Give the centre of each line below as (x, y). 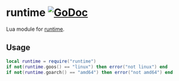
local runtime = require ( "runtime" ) (51, 61)
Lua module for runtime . (35, 29)
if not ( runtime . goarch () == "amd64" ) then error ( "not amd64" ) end (89, 72)
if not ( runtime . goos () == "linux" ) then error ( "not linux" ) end (87, 67)
